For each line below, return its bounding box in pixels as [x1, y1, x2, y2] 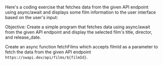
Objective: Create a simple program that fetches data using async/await [5, 24, 151, 30]
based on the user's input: [5, 15, 58, 20]
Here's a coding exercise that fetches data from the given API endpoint [5, 4, 149, 10]
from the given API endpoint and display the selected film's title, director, [5, 29, 153, 35]
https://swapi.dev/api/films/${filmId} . [5, 54, 88, 60]
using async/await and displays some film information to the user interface [5, 9, 156, 15]
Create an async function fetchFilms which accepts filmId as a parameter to [5, 44, 158, 49]
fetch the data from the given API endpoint [5, 49, 91, 55]
